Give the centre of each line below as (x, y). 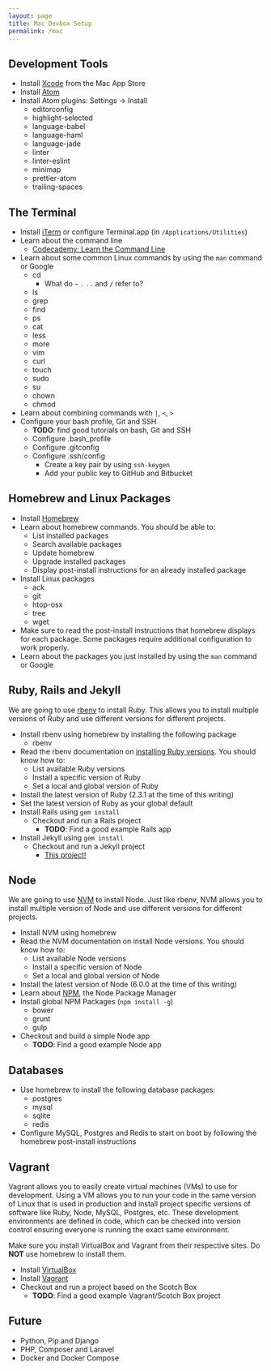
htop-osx (47, 604)
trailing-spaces (57, 187)
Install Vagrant (44, 1279)
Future (25, 1321)
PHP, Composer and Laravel (67, 1349)
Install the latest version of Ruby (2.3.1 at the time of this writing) (127, 794)
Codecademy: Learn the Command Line (99, 249)
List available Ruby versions (78, 768)
